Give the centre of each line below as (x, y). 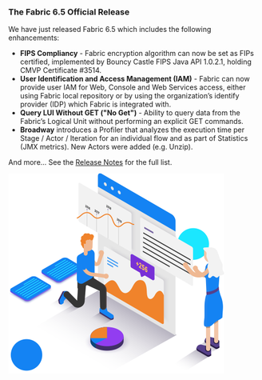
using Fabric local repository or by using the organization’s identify (129, 96)
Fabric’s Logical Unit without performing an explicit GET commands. (131, 122)
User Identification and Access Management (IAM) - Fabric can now (135, 79)
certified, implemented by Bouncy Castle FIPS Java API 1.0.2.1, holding (135, 62)
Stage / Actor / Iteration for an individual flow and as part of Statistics (134, 138)
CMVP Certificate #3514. (61, 70)
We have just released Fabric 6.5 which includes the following (110, 30)
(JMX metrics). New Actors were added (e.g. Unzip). (106, 147)
